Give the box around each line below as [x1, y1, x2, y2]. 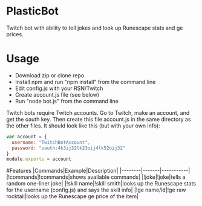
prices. [6, 30, 24, 37]
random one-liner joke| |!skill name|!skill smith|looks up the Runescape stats [6, 180, 197, 187]
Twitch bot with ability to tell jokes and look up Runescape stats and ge [6, 24, 183, 31]
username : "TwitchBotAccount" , [11, 139, 91, 146]
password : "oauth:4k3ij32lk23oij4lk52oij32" [11, 145, 126, 151]
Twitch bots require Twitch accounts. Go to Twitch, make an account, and [6, 109, 190, 116]
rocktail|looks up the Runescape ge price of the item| [6, 193, 139, 200]
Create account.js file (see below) [15, 91, 100, 98]
